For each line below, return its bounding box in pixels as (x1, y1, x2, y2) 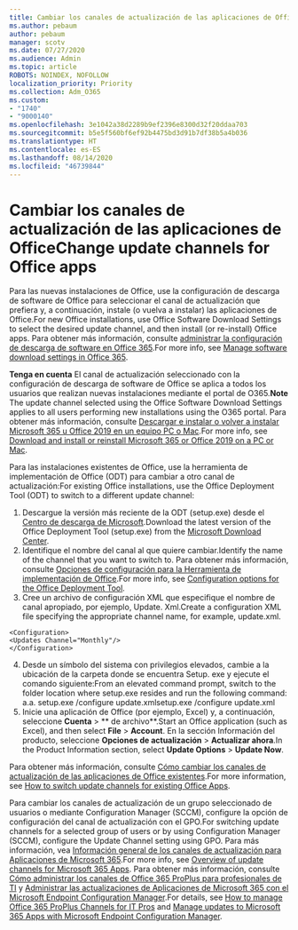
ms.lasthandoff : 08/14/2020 (9, 153, 114, 163)
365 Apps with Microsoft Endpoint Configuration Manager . (9, 911, 223, 922)
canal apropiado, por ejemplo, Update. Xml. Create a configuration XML (21, 601, 282, 613)
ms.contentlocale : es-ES (9, 145, 101, 154)
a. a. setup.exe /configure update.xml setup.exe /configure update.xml (21, 697, 276, 708)
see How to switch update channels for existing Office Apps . (9, 781, 231, 791)
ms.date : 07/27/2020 (9, 46, 86, 55)
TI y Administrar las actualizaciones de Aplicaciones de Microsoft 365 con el (9, 883, 289, 894)
